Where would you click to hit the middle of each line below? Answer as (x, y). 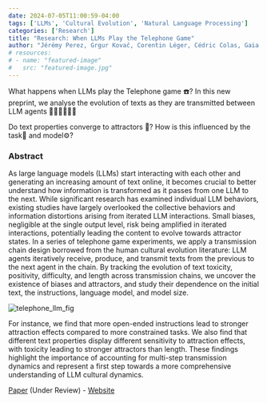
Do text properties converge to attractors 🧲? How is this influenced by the (130, 127)
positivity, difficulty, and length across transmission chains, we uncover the (132, 276)
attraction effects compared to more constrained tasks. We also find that (128, 332)
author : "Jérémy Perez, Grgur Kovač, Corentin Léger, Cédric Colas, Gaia (134, 46)
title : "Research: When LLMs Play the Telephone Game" (102, 38)
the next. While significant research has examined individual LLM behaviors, (133, 199)
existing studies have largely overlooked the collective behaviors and (122, 208)
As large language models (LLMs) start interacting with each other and (125, 174)
